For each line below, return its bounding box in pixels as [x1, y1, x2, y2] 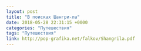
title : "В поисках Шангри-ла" [6, 14, 80, 20]
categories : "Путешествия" [6, 25, 72, 31]
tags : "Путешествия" [6, 30, 57, 36]
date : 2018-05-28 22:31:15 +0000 [6, 19, 88, 25]
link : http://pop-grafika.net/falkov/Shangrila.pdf [6, 36, 135, 42]
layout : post [6, 8, 38, 15]
